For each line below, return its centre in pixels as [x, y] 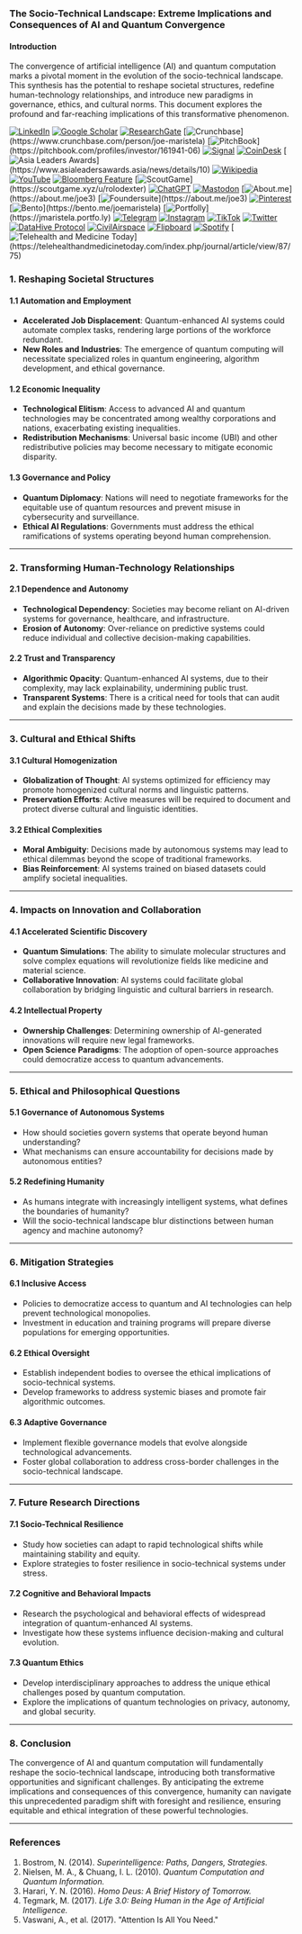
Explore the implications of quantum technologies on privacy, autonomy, [156, 1702]
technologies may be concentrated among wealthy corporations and [149, 419]
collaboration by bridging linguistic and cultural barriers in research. [148, 990]
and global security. [59, 1712]
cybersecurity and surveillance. [80, 517]
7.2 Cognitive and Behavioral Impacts [80, 1594]
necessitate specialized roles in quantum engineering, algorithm [141, 359]
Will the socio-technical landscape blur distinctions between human [148, 1220]
